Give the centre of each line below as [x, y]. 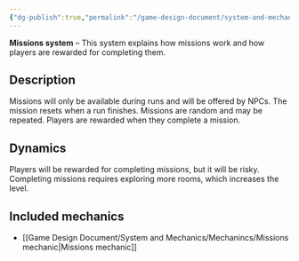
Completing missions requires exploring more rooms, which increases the [144, 179]
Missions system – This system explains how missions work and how [137, 43]
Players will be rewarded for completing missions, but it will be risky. [134, 170]
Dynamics [38, 148]
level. [19, 188]
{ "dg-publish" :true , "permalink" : [71, 17]
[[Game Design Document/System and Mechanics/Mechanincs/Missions [155, 238]
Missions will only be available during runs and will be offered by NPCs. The [148, 101]
